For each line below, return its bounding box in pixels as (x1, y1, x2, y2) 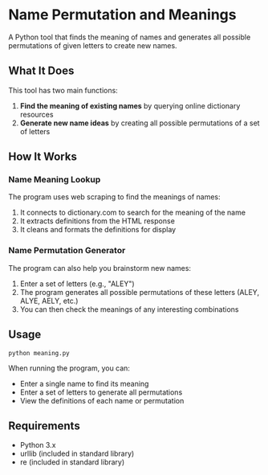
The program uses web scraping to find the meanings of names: (8, 192, 221, 202)
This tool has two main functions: (8, 85, 118, 95)
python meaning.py (8, 349, 70, 357)
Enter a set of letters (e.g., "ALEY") (19, 279, 135, 289)
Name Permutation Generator (8, 245, 126, 256)
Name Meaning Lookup (8, 174, 101, 186)
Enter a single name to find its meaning (19, 379, 149, 388)
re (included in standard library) (19, 457, 125, 467)
